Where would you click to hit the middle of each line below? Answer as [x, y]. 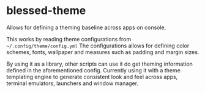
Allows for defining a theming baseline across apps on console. [86, 27]
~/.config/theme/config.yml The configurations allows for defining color [98, 46]
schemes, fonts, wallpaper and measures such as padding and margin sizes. [103, 52]
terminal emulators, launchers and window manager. [73, 83]
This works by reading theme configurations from [69, 39]
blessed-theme [46, 11]
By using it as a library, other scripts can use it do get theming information [99, 64]
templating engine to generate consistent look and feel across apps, [92, 77]
